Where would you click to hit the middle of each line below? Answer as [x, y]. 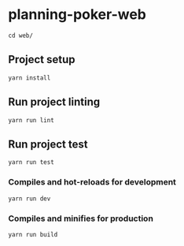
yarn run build [33, 234]
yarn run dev [29, 199]
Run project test [48, 144]
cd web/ [21, 35]
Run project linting [54, 102]
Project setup [42, 60]
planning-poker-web [77, 15]
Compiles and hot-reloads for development [92, 182]
